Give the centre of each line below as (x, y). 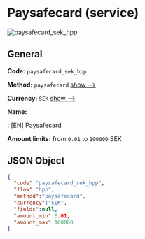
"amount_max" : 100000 (43, 222)
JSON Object (36, 161)
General (25, 54)
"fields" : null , (36, 209)
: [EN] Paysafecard (34, 125)
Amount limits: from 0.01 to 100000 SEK (65, 138)
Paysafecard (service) (73, 13)
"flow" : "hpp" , (34, 190)
